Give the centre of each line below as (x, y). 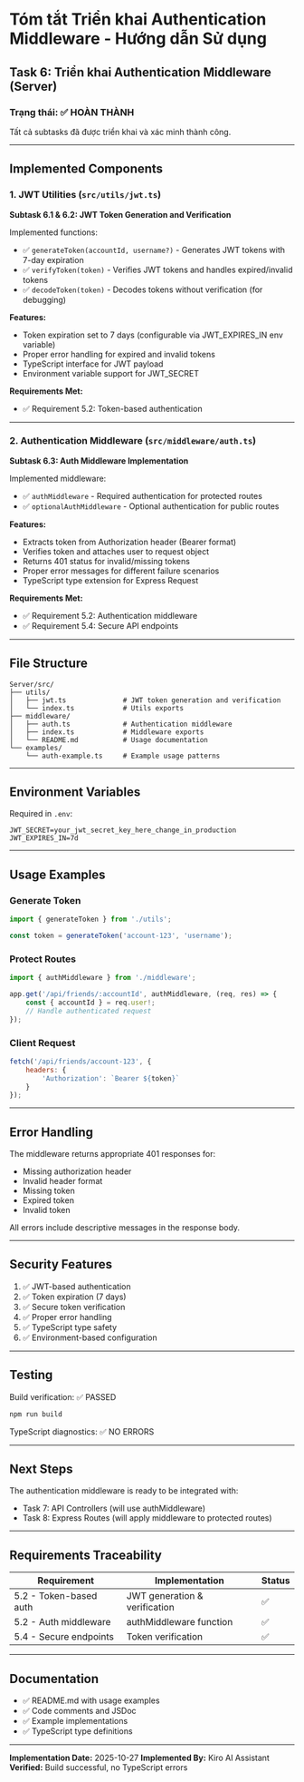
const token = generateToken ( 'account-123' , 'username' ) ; (121, 936)
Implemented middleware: (58, 478)
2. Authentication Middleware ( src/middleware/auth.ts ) (133, 441)
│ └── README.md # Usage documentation (109, 739)
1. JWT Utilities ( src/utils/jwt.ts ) (85, 195)
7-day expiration (53, 259)
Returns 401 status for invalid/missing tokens (106, 561)
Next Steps (41, 1469)
